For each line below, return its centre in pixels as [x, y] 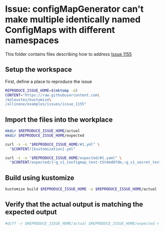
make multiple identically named [73, 19]
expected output [31, 212]
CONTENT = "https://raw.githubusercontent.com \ [52, 95]
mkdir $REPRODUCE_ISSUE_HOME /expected [45, 135]
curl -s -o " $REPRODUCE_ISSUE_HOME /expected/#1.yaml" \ [63, 158]
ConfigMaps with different [60, 30]
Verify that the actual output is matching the [74, 205]
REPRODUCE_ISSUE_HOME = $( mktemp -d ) [41, 90]
